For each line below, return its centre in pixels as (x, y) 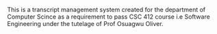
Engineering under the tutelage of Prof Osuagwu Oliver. (85, 24)
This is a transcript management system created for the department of (106, 10)
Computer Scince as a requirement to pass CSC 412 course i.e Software (108, 17)
